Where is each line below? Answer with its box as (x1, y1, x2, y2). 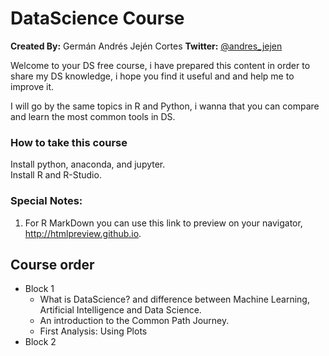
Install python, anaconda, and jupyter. (10, 158, 166, 171)
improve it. (10, 80, 55, 92)
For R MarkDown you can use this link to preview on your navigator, (24, 217, 303, 229)
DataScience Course (10, 7, 185, 30)
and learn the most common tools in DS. (10, 110, 176, 122)
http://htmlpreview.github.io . (24, 227, 142, 239)
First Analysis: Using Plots (39, 325, 148, 337)
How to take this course (10, 135, 128, 149)
